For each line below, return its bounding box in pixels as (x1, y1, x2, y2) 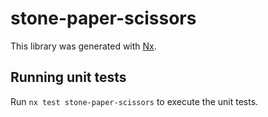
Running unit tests (10, 69, 127, 86)
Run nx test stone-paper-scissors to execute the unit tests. (10, 95, 259, 107)
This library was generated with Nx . (10, 40, 157, 52)
